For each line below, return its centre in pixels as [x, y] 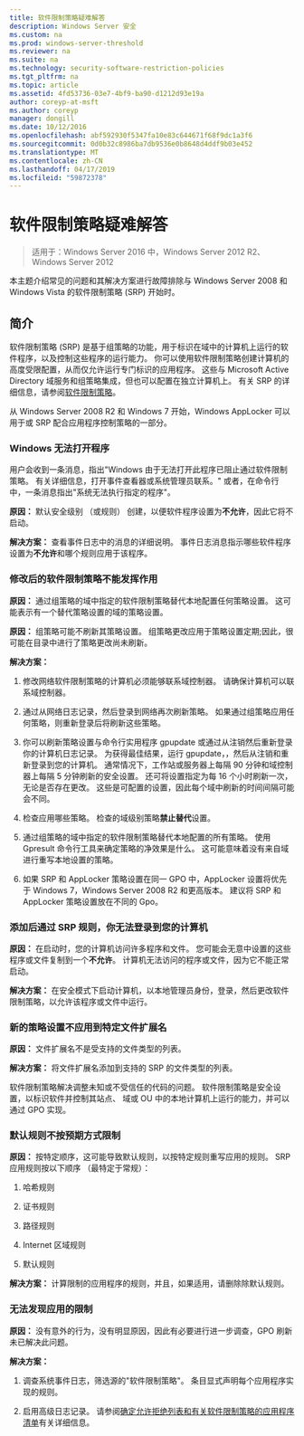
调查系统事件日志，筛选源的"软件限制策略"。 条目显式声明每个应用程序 [154, 1380]
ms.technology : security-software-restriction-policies [117, 69]
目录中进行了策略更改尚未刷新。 [92, 642]
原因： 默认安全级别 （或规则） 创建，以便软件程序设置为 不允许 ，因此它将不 [152, 511]
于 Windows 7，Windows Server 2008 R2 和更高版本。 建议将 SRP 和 [152, 890]
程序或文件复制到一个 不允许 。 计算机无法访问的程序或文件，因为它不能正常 [149, 959]
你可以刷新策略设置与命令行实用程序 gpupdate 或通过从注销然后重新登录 [157, 742]
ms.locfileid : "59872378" [58, 177]
